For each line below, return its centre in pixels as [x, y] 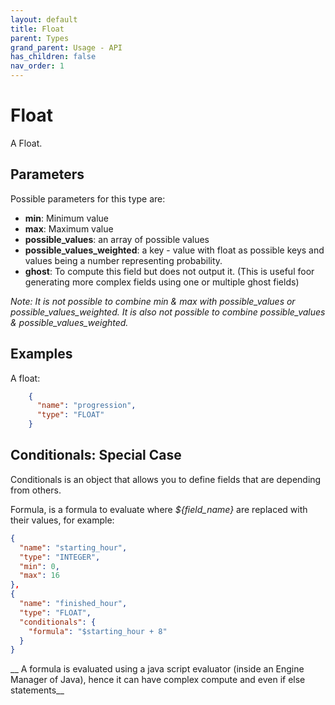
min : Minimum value [66, 218]
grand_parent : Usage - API [66, 47]
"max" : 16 [39, 576]
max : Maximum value [69, 228]
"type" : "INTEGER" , [60, 557]
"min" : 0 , [39, 566]
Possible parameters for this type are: [88, 198]
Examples [41, 354]
